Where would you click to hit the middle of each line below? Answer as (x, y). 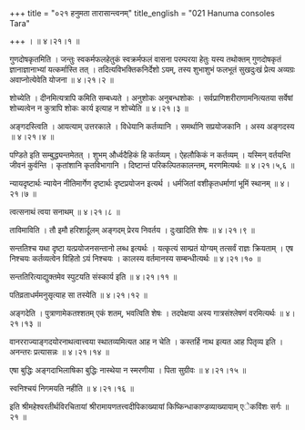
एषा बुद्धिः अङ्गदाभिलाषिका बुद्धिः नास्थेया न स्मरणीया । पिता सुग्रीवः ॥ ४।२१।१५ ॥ (128, 370)
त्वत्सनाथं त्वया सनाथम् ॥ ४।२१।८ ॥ (65, 212)
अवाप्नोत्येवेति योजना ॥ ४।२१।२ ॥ (61, 80)
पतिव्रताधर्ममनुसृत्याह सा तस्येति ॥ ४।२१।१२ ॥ (78, 295)
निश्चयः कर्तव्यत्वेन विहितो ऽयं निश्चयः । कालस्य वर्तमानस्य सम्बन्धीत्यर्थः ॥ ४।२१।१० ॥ (135, 258)
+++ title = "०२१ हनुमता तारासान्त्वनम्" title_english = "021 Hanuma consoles (142, 13)
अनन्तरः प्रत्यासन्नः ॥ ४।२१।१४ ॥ (59, 352)
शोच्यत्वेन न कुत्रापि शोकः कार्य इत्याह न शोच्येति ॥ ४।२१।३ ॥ (99, 108)
